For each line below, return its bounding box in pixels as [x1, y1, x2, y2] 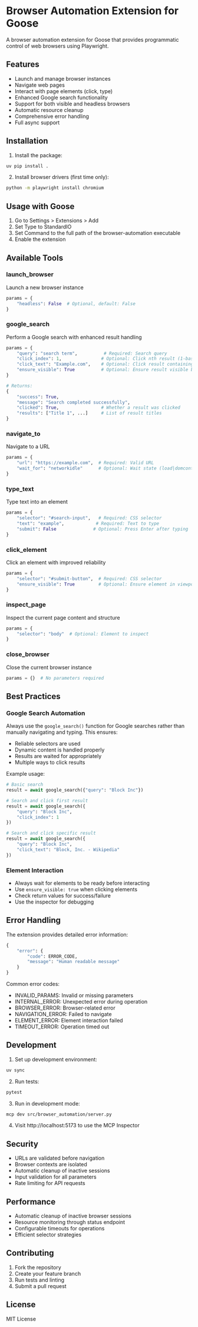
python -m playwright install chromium [6, 185, 104, 191]
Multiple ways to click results [14, 759, 85, 766]
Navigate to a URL [6, 443, 50, 450]
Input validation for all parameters [14, 1173, 97, 1180]
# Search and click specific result [6, 830, 96, 836]
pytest [6, 1089, 22, 1095]
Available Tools [6, 253, 64, 263]
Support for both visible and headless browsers [14, 100, 131, 107]
